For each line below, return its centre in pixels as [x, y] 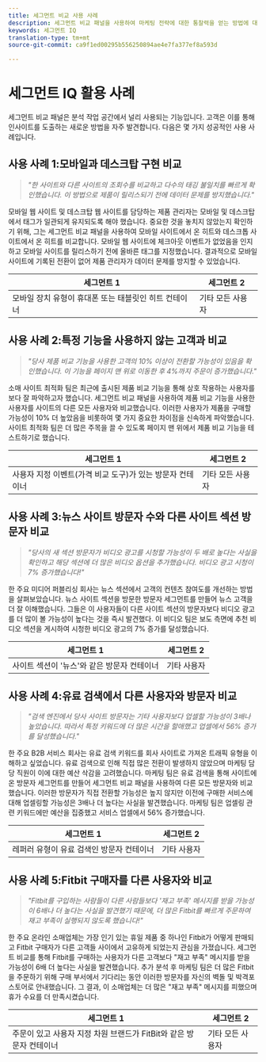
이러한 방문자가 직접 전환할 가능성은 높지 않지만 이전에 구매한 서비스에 [145, 793]
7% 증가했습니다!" [56, 572]
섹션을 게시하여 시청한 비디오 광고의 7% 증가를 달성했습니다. [116, 628]
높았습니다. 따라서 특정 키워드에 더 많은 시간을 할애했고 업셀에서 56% [134, 727]
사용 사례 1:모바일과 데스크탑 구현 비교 [95, 164]
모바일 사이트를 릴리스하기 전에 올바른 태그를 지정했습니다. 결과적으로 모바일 [140, 251]
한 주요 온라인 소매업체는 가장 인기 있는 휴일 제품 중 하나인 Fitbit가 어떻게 [121, 938]
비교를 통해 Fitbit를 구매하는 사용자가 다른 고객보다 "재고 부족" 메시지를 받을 [133, 957]
